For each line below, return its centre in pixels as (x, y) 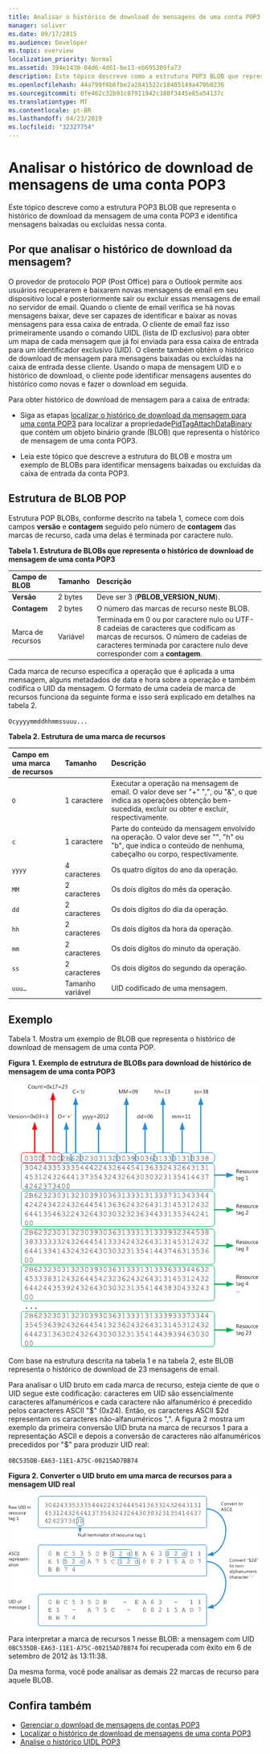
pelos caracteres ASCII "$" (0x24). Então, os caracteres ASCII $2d (119, 1411)
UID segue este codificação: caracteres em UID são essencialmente (121, 1393)
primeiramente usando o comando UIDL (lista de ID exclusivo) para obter (129, 333)
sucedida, (127, 809)
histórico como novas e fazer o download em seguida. (98, 384)
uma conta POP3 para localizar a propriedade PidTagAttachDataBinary (136, 423)
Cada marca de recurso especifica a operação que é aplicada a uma (122, 672)
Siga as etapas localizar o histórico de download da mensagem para (133, 415)
